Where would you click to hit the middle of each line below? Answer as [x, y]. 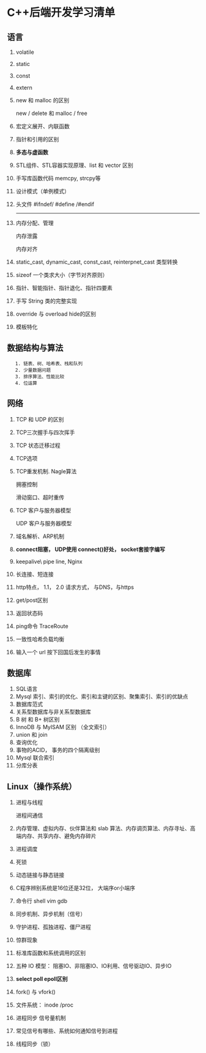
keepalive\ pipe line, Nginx [49, 561]
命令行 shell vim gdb [42, 901]
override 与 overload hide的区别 [56, 314]
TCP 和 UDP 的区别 [40, 419]
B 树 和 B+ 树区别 [38, 720]
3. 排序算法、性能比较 [40, 377]
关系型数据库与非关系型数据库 [53, 712]
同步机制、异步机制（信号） [51, 914]
